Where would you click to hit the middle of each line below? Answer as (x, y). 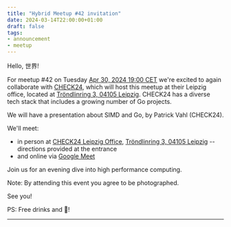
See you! (20, 196)
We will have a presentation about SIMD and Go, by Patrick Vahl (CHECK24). (115, 115)
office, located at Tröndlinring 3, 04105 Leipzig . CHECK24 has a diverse (109, 94)
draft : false (26, 26)
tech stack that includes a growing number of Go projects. (89, 101)
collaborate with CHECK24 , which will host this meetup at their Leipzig (107, 87)
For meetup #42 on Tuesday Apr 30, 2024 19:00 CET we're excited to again (114, 79)
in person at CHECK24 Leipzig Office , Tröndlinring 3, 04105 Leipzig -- (116, 141)
